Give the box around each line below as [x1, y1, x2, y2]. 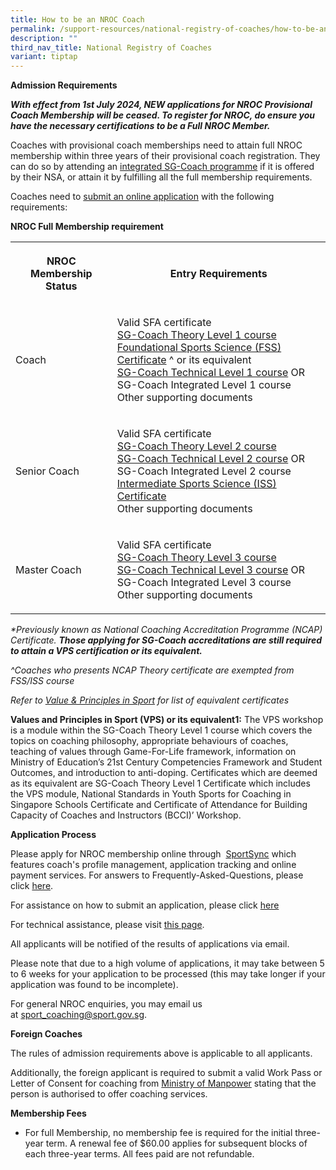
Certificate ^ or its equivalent [116, 353, 252, 367]
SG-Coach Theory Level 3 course [116, 551, 277, 565]
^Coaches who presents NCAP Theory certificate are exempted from [10, 664, 295, 676]
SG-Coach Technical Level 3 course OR [116, 563, 306, 577]
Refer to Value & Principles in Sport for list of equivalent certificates [10, 694, 290, 706]
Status [45, 279, 78, 293]
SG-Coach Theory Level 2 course [116, 439, 277, 453]
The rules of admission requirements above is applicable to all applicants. [10, 1047, 313, 1060]
